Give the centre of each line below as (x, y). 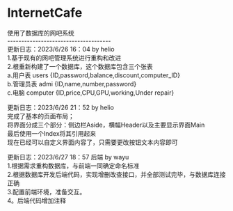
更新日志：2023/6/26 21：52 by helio (61, 107)
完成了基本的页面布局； (41, 116)
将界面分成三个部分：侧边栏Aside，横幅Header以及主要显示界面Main (106, 125)
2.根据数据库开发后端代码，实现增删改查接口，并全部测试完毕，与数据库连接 (116, 174)
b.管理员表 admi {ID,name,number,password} (72, 84)
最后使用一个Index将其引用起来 (52, 133)
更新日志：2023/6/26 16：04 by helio (61, 49)
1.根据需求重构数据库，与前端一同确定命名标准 (73, 166)
